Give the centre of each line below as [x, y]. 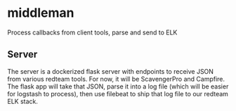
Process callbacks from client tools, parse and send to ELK [92, 32]
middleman [41, 13]
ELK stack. [23, 101]
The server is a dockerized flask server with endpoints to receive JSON [111, 71]
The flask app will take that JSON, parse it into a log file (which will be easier [118, 86]
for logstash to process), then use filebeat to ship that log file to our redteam [118, 93]
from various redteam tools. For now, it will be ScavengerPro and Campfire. [116, 79]
